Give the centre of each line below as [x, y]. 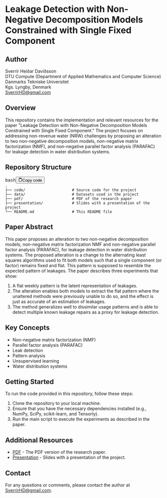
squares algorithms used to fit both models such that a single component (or [83, 260]
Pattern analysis [29, 355]
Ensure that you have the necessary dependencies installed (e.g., [79, 408]
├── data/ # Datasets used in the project [72, 194]
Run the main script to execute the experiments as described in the [81, 419]
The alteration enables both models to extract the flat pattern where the [85, 291]
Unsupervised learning [36, 361]
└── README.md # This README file [59, 212]
